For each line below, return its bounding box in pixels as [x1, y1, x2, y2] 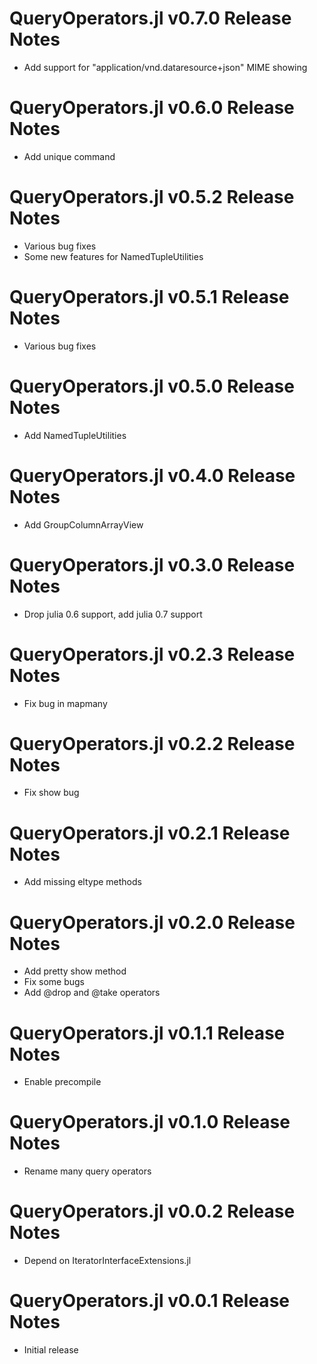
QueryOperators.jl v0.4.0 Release [9, 464, 296, 487]
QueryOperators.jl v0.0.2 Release [9, 1200, 296, 1223]
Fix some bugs [23, 976, 86, 988]
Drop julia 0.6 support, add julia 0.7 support [23, 608, 203, 620]
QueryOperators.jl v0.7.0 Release [9, 7, 292, 30]
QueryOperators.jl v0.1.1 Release [9, 1022, 286, 1044]
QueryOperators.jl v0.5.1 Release [9, 286, 290, 308]
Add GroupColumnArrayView [23, 518, 144, 531]
